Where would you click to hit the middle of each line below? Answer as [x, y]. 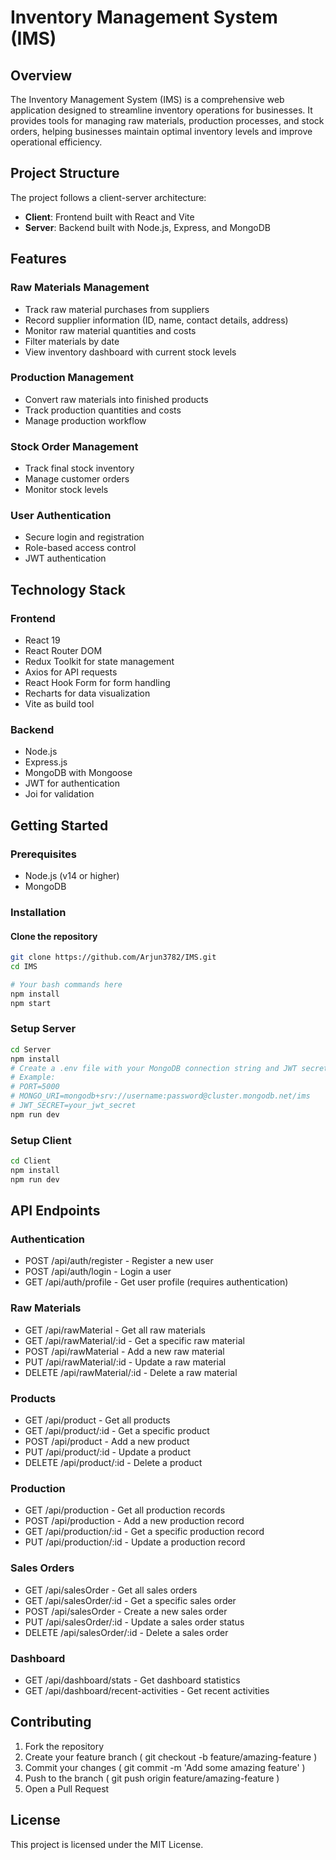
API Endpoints [55, 1211]
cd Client [31, 1161]
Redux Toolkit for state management [99, 662]
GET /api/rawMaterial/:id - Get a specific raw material [134, 1340]
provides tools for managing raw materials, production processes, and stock [167, 120]
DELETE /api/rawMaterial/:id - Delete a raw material [131, 1372]
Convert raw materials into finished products [116, 399]
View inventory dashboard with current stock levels [130, 352]
